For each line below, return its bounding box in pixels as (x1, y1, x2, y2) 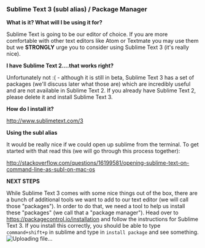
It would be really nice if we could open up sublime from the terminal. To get (6, 141, 199, 148)
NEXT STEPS (6, 178, 40, 185)
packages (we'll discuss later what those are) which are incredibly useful (6, 80, 191, 88)
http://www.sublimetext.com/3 (6, 117, 84, 124)
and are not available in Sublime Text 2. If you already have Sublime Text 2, (6, 87, 196, 94)
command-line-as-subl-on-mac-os (6, 166, 95, 173)
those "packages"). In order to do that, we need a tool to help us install (6, 203, 185, 210)
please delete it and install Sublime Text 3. (6, 94, 113, 101)
